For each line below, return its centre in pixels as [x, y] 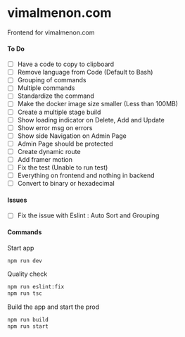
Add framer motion [45, 159]
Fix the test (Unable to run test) [63, 167]
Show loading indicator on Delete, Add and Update [91, 120]
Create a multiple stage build [59, 112]
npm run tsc [25, 293]
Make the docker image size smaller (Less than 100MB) [97, 104]
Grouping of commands [52, 80]
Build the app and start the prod [53, 307]
